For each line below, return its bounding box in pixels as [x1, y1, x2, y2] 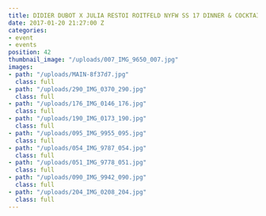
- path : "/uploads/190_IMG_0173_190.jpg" [8, 115, 147, 123]
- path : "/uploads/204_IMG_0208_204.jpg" [8, 188, 147, 196]
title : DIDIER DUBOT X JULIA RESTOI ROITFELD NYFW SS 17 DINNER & [8, 11, 232, 20]
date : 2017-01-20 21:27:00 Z [8, 19, 104, 27]
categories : [8, 26, 47, 34]
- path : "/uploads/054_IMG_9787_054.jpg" [8, 144, 147, 152]
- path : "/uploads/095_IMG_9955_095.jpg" [8, 129, 147, 137]
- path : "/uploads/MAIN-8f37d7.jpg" [8, 70, 129, 78]
